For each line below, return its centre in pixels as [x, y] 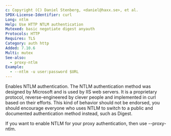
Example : [15, 67]
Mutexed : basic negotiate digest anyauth [50, 29]
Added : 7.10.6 [20, 48]
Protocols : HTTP [23, 34]
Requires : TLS [20, 39]
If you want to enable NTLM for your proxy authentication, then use [76, 123]
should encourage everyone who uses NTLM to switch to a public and [79, 108]
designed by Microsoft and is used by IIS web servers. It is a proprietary [81, 92]
